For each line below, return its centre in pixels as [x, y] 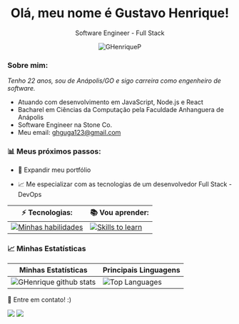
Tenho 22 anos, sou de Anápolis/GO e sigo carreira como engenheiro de [114, 81]
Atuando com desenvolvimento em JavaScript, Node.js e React [110, 102]
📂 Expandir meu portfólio [54, 170]
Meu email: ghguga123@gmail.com [69, 133]
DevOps [30, 194]
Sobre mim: [28, 65]
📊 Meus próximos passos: [54, 151]
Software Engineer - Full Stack [120, 33]
